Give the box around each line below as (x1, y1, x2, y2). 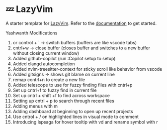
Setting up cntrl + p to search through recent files (12, 98, 115, 104)
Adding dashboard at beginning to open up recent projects (12, 108, 133, 114)
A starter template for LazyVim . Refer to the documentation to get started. (5, 20, 157, 26)
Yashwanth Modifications (5, 30, 58, 36)
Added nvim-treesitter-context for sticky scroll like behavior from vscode (12, 66, 163, 72)
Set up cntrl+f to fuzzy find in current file (12, 87, 97, 93)
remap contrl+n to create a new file (12, 76, 85, 83)
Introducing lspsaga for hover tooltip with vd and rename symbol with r (12, 119, 158, 125)
